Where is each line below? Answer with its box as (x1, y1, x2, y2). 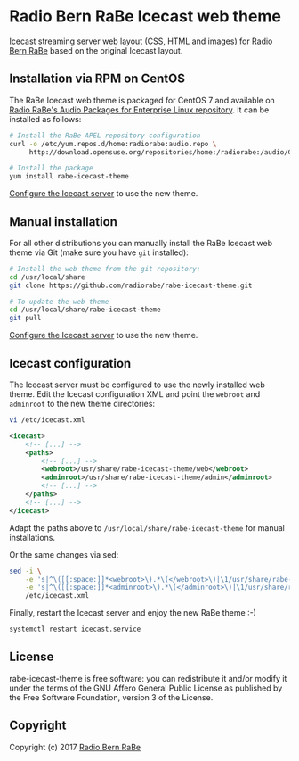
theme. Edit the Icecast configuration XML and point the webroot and (9, 389, 261, 399)
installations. (9, 532, 56, 542)
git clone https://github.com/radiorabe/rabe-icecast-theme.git (9, 281, 253, 290)
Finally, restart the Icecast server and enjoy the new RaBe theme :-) (9, 608, 256, 618)
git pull (9, 314, 42, 323)
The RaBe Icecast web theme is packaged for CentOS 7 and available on (9, 95, 276, 105)
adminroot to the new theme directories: (9, 399, 156, 409)
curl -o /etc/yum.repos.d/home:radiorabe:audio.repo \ (9, 139, 217, 148)
